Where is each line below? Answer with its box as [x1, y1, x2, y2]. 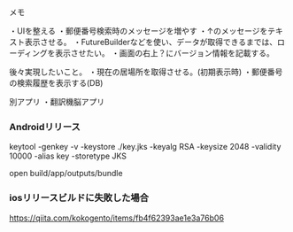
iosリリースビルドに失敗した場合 [9, 192, 149, 205]
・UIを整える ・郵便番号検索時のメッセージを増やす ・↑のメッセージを [9, 26, 268, 36]
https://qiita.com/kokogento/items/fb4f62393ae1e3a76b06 [9, 213, 224, 223]
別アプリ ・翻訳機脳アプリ [9, 97, 104, 107]
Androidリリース [9, 120, 81, 133]
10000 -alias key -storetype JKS [9, 151, 127, 161]
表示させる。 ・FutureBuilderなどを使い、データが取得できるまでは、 [24, 37, 278, 47]
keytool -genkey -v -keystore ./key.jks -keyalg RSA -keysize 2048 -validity [9, 142, 281, 152]
